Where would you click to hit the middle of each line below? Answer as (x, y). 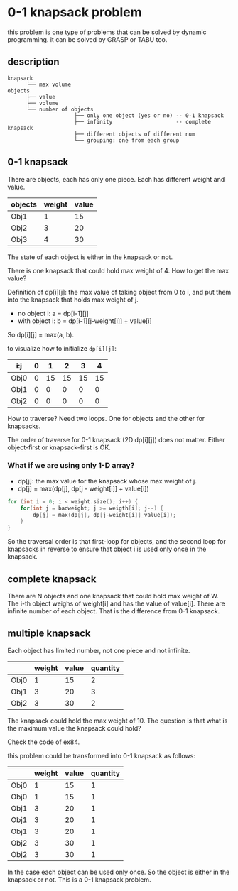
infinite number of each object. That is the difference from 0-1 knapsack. (114, 611)
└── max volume (49, 84)
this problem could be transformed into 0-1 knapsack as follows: (101, 755)
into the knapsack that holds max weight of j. (73, 300)
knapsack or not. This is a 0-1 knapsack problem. (79, 879)
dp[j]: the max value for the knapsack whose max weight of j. (107, 481)
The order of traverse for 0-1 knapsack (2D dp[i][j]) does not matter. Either (116, 439)
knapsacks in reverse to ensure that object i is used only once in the (107, 549)
